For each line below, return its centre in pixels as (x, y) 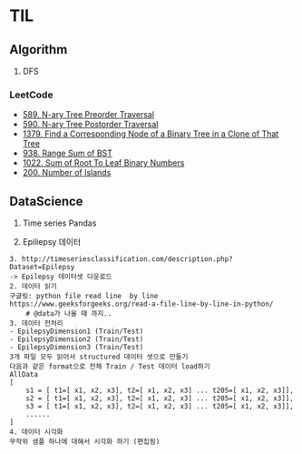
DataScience (46, 201)
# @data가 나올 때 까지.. (69, 314)
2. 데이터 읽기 (33, 287)
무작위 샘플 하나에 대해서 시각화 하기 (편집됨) (85, 442)
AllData (24, 375)
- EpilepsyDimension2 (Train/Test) (77, 339)
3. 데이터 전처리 (36, 324)
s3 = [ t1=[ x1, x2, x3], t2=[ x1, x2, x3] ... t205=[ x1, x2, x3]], (160, 407)
